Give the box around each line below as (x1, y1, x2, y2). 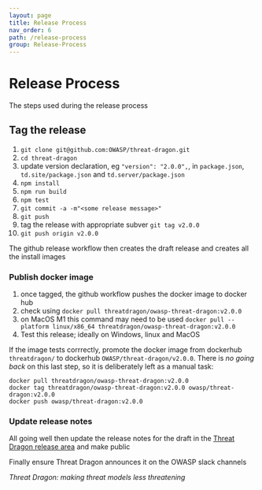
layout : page (9, 11, 52, 20)
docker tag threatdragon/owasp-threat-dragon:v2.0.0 (9, 384, 186, 392)
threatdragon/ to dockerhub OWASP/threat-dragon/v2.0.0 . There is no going (9, 354, 255, 363)
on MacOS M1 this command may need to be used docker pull (20, 314, 225, 324)
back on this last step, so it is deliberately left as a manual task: (9, 362, 214, 371)
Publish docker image (9, 271, 94, 282)
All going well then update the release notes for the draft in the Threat (9, 434, 235, 444)
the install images (9, 251, 66, 261)
